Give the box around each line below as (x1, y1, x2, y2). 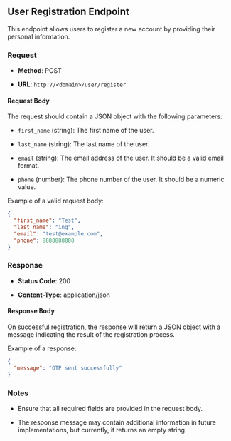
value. (17, 183, 36, 191)
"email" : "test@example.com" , (14, 230, 103, 238)
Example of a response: (7, 344, 77, 353)
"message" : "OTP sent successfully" (14, 364, 122, 372)
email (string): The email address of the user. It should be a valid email (17, 153, 224, 163)
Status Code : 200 (17, 276, 71, 285)
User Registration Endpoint (7, 6, 130, 18)
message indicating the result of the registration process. (7, 330, 176, 339)
